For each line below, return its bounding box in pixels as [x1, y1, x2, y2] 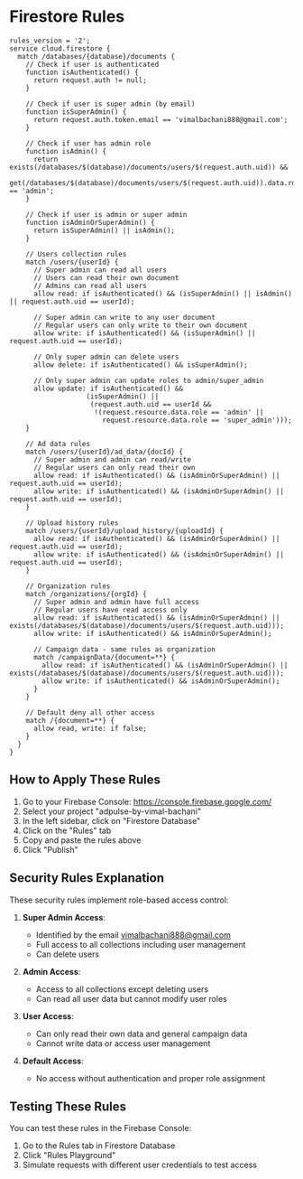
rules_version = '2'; [9, 36, 91, 45]
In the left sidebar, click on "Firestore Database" [22, 815, 201, 826]
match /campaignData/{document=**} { [32, 652, 176, 661]
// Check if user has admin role [25, 138, 151, 148]
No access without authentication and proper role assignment [35, 1072, 266, 1083]
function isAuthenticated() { [25, 68, 140, 77]
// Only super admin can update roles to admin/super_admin [32, 376, 264, 385]
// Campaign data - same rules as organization [32, 644, 216, 654]
